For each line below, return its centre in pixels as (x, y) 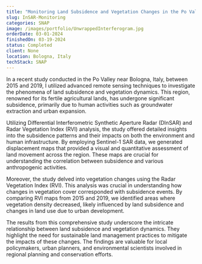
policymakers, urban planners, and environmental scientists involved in (94, 248)
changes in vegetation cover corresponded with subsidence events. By (94, 191)
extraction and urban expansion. (47, 111)
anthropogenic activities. (37, 167)
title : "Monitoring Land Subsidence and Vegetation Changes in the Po (96, 12)
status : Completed (29, 46)
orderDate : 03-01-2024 (35, 34)
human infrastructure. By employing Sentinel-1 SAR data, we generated (94, 142)
